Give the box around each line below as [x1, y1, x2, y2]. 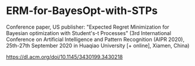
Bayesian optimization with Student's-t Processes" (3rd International [6, 29, 172, 36]
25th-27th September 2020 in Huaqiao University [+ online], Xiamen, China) [6, 42, 190, 49]
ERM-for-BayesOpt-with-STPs [6, 4, 158, 18]
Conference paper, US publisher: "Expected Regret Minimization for [6, 23, 170, 30]
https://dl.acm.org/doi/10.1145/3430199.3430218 [6, 53, 123, 60]
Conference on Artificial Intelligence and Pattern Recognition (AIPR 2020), [6, 36, 184, 43]
